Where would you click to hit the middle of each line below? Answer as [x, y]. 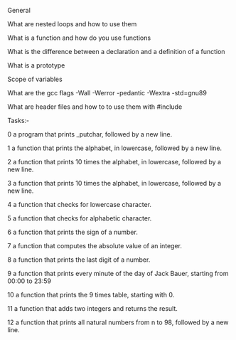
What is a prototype [36, 65]
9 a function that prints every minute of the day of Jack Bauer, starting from [118, 273]
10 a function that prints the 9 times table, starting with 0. [91, 295]
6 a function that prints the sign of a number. [73, 232]
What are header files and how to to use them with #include [95, 107]
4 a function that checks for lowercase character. [79, 204]
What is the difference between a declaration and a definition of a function [116, 52]
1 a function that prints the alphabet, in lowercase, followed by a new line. [115, 148]
